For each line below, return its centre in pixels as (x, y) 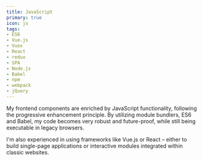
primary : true (24, 18)
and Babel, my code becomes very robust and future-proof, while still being (101, 121)
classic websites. (28, 152)
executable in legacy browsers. (45, 128)
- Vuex (15, 46)
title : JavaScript (29, 12)
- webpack (19, 86)
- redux (16, 57)
